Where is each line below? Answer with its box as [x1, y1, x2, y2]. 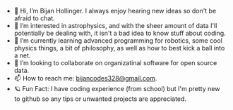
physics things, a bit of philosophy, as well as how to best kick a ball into [13, 44, 225, 52]
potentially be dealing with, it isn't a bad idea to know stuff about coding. [13, 29, 226, 37]
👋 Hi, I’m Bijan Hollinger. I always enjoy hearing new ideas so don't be [13, 7, 217, 15]
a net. [13, 51, 31, 60]
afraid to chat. [13, 14, 55, 22]
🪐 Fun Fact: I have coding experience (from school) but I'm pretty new [13, 85, 220, 92]
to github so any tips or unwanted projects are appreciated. [13, 95, 187, 103]
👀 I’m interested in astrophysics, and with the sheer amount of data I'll [13, 22, 217, 29]
